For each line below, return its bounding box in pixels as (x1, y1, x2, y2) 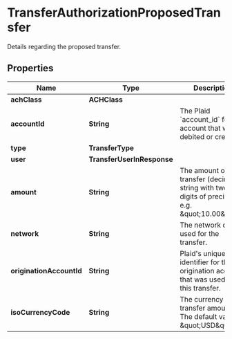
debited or (179, 131, 213, 141)
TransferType (88, 143, 135, 153)
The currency (179, 294, 224, 304)
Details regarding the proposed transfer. (7, 42, 122, 51)
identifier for (179, 257, 220, 267)
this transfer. (179, 283, 221, 293)
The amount (179, 165, 220, 175)
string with (179, 183, 214, 192)
